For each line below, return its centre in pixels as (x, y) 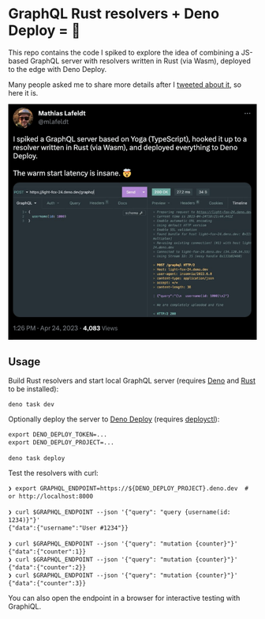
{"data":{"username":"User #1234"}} (68, 528)
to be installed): (34, 389)
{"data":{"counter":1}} (47, 552)
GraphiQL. (25, 606)
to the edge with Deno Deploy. (58, 69)
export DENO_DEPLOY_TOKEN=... (58, 435)
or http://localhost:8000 (50, 496)
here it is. (23, 92)
